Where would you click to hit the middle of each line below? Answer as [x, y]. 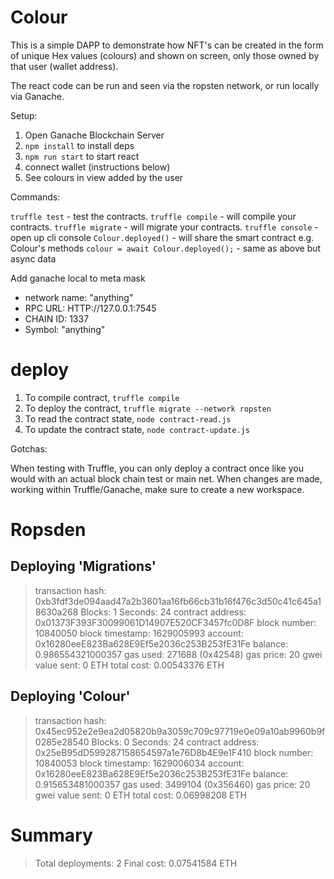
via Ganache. [37, 96]
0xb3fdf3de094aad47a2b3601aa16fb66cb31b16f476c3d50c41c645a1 [178, 601]
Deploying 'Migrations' [83, 566]
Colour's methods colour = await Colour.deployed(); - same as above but [166, 248]
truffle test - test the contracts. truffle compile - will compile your [153, 216]
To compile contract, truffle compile [102, 397]
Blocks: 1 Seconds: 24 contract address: [163, 612]
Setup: [24, 115]
